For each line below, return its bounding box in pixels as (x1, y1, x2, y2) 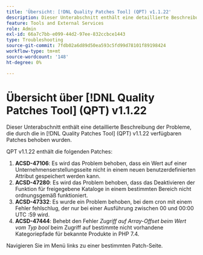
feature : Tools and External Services (6, 20, 104, 26)
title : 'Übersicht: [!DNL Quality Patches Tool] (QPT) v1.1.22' (6, 8, 172, 15)
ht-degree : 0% (6, 59, 42, 65)
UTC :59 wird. (14, 211, 50, 218)
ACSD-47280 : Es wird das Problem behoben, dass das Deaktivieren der (14, 179, 195, 186)
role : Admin (6, 25, 36, 32)
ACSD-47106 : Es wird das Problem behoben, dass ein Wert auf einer (14, 160, 187, 167)
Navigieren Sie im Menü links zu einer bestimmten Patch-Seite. (6, 242, 163, 250)
